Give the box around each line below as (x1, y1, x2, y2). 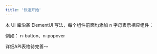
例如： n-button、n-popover (5, 32, 65, 38)
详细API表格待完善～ (5, 43, 49, 49)
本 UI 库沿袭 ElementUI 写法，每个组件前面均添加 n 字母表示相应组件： (5, 22, 154, 28)
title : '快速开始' (5, 7, 42, 13)
